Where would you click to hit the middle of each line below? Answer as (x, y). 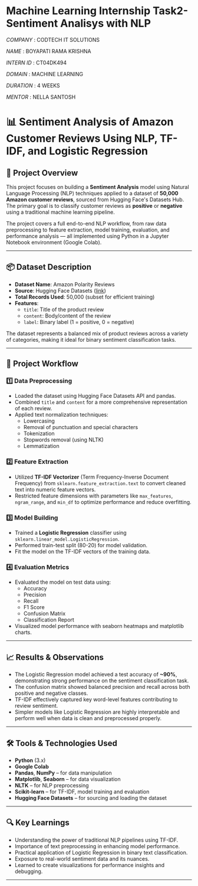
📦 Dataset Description (49, 267)
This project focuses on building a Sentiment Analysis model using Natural (98, 187)
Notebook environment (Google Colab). (54, 242)
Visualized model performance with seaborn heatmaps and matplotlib (99, 626)
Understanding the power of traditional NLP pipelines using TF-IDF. (96, 840)
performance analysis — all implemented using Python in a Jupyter (88, 236)
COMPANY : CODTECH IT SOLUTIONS (53, 40)
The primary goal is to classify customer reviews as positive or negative (94, 205)
